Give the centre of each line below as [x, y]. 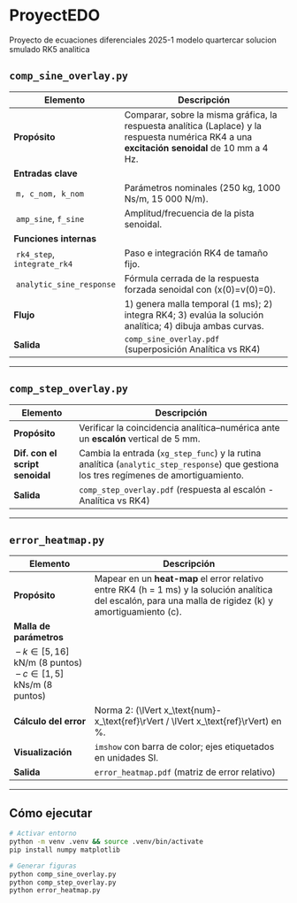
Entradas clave [46, 173]
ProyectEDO [55, 15]
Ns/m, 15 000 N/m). [167, 198]
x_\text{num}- [193, 710]
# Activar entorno [43, 834]
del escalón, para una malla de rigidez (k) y [184, 601]
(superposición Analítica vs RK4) [192, 348]
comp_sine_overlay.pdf [172, 339]
